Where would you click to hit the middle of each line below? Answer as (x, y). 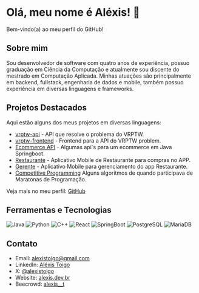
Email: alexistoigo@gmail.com (52, 258)
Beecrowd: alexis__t (40, 284)
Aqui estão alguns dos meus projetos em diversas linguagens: (84, 122)
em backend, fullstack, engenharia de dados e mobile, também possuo (95, 82)
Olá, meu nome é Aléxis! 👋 (73, 12)
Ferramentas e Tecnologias (59, 210)
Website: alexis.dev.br (43, 278)
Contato (22, 244)
